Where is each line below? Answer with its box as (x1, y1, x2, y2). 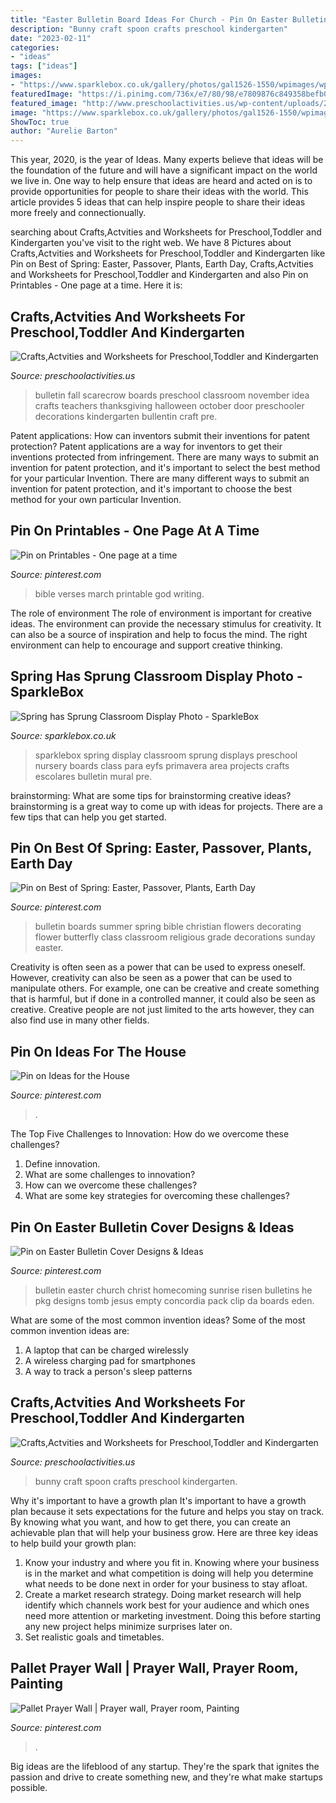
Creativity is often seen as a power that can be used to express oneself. (10, 961, 306, 973)
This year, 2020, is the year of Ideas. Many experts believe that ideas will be (10, 154, 324, 166)
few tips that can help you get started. (10, 811, 167, 823)
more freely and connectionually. (10, 207, 147, 219)
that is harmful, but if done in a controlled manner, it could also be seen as (10, 993, 316, 1005)
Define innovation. (24, 1158, 101, 1170)
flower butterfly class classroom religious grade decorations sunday (34, 931, 316, 943)
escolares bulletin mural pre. (34, 770, 153, 782)
